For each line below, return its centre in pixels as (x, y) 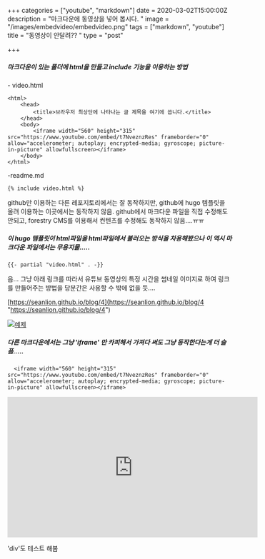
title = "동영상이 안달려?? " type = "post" (65, 35)
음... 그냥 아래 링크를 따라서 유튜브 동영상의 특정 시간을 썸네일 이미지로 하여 (112, 278)
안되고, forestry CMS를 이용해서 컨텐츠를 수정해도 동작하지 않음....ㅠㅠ (106, 220)
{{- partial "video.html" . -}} (55, 265)
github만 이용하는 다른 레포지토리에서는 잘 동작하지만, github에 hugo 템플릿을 (116, 202)
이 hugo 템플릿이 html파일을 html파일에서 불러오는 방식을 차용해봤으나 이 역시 (116, 238)
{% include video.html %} (46, 188)
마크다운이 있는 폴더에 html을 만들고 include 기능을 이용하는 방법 (97, 66)
